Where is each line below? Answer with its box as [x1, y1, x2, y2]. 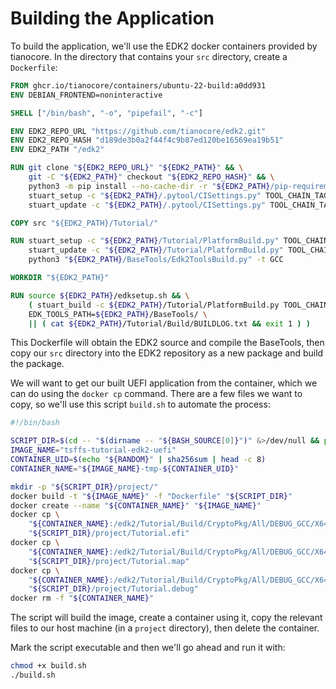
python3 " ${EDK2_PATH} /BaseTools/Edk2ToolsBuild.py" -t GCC [28, 255, 284, 265]
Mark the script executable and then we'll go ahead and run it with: [10, 642, 286, 654]
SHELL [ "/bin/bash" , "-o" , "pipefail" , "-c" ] [10, 108, 203, 118]
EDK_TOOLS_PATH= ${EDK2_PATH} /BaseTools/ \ [28, 309, 208, 319]
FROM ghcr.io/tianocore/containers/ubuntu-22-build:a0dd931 [10, 80, 267, 91]
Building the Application [10, 7, 215, 30]
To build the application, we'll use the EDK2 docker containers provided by [10, 40, 318, 52]
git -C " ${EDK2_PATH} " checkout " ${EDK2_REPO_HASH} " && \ [28, 172, 275, 182]
